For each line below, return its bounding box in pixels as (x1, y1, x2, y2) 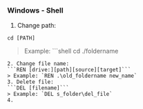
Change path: (17, 22, 57, 30)
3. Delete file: (7, 78, 54, 85)
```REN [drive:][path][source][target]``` (7, 67, 131, 74)
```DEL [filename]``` (7, 85, 70, 92)
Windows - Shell (7, 6, 64, 15)
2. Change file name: (7, 60, 70, 67)
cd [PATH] (7, 35, 36, 42)
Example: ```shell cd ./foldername (23, 47, 119, 56)
